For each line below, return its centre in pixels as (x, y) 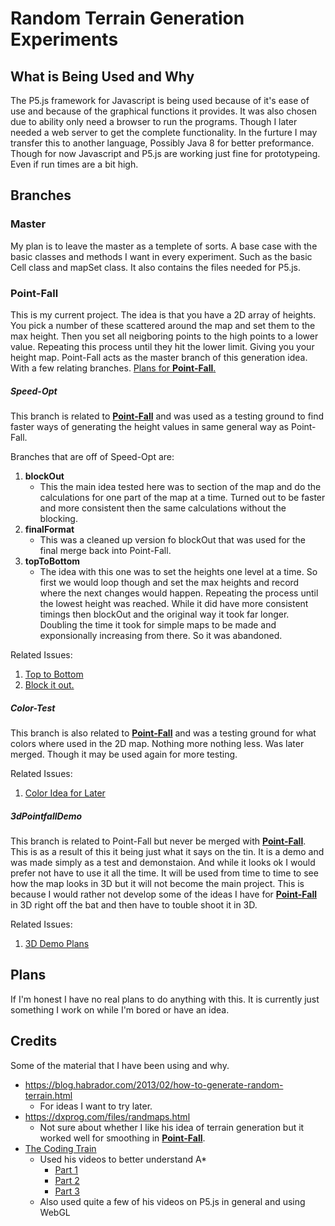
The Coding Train (60, 1148)
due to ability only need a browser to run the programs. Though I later (154, 121)
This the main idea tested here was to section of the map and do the (180, 486)
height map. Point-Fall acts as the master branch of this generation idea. (159, 357)
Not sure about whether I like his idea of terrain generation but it (172, 1127)
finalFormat (49, 529)
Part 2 (67, 1180)
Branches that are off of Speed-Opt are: (92, 456)
